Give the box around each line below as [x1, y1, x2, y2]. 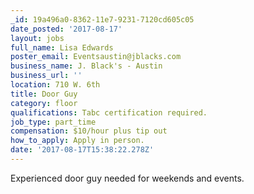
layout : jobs [10, 33, 65, 43]
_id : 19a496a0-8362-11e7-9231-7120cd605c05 [10, 14, 195, 25]
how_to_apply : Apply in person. [10, 136, 145, 146]
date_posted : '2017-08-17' [10, 24, 123, 34]
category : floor [10, 98, 78, 108]
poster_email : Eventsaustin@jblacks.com [10, 52, 182, 62]
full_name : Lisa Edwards [10, 42, 114, 53]
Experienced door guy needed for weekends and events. [10, 172, 245, 184]
